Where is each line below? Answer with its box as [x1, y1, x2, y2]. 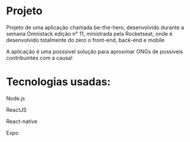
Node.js [6, 94, 26, 102]
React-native [6, 118, 37, 125]
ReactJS [6, 106, 27, 113]
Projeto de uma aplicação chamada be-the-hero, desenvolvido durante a [6, 24, 184, 31]
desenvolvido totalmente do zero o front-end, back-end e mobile [6, 36, 165, 43]
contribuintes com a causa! [6, 54, 73, 61]
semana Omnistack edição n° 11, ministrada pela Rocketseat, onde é [6, 30, 173, 37]
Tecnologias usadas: [6, 75, 111, 89]
